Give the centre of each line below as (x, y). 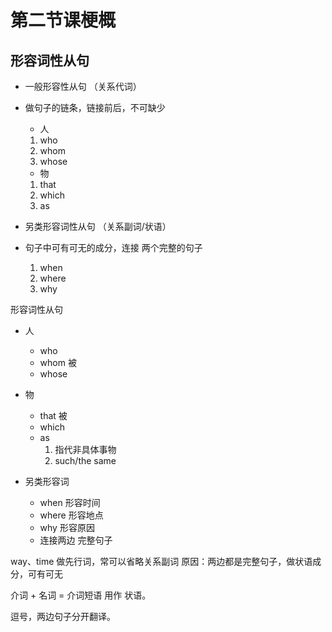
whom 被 (58, 362)
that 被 (53, 415)
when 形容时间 (70, 502)
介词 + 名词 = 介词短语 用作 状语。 (81, 595)
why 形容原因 (67, 527)
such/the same (85, 460)
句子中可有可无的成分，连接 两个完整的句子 (113, 247)
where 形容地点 (71, 515)
